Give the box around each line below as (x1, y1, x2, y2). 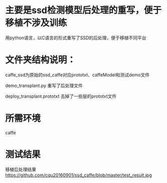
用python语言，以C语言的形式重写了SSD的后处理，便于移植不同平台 (5, 35, 147, 41)
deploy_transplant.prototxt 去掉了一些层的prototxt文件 (5, 93, 117, 99)
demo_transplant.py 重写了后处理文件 (5, 82, 83, 88)
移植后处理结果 (5, 166, 36, 172)
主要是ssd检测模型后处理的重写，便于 (5, 5, 162, 16)
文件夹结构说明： (5, 54, 76, 66)
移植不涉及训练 (5, 17, 67, 29)
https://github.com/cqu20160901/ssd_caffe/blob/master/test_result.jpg (5, 172, 152, 178)
